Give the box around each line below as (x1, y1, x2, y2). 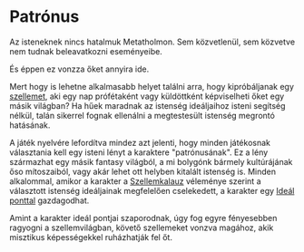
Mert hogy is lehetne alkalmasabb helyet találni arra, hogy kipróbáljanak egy (9, 81, 295, 92)
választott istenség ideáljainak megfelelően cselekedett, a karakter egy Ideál (9, 185, 295, 196)
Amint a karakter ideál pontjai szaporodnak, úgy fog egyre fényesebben (9, 212, 278, 223)
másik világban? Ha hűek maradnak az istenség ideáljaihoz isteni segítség (9, 100, 286, 111)
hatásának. (9, 120, 51, 131)
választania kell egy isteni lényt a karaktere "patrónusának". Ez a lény (9, 147, 269, 158)
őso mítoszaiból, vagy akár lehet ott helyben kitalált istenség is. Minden (9, 166, 277, 177)
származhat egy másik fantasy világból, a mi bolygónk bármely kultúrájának (9, 156, 293, 167)
